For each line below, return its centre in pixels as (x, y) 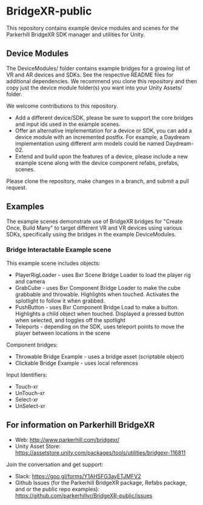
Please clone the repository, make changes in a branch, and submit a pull (98, 181)
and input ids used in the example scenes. (68, 124)
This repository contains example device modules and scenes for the (92, 28)
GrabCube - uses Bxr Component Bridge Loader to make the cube (98, 287)
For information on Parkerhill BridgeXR (81, 425)
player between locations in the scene (62, 333)
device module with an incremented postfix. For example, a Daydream (102, 137)
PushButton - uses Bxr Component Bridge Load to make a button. (97, 307)
